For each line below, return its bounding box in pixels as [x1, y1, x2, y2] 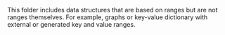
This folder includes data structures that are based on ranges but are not [7, 6, 218, 14]
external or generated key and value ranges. [7, 21, 136, 28]
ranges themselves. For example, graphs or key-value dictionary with [7, 13, 208, 21]
